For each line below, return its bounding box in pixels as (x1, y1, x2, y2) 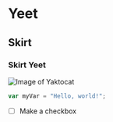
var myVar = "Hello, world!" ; (8, 91, 107, 100)
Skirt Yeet (8, 59, 47, 70)
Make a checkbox (19, 106, 76, 116)
